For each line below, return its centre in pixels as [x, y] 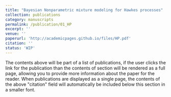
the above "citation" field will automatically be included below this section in [85, 84]
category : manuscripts [29, 19]
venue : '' [16, 34]
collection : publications [33, 15]
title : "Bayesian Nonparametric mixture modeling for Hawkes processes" [84, 10]
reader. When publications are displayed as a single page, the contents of [83, 79]
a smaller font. [20, 89]
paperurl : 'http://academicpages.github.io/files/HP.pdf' [68, 39]
